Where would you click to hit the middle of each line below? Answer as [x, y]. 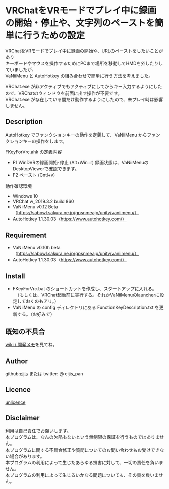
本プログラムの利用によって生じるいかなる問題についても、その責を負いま [82, 475]
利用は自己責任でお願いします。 [38, 431]
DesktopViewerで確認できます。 [46, 169]
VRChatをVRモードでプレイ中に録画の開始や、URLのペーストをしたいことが [84, 51]
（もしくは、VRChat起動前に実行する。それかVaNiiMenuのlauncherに [88, 295]
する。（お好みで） [36, 314]
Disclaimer [22, 418]
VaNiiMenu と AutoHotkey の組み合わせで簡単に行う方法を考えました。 [79, 76]
